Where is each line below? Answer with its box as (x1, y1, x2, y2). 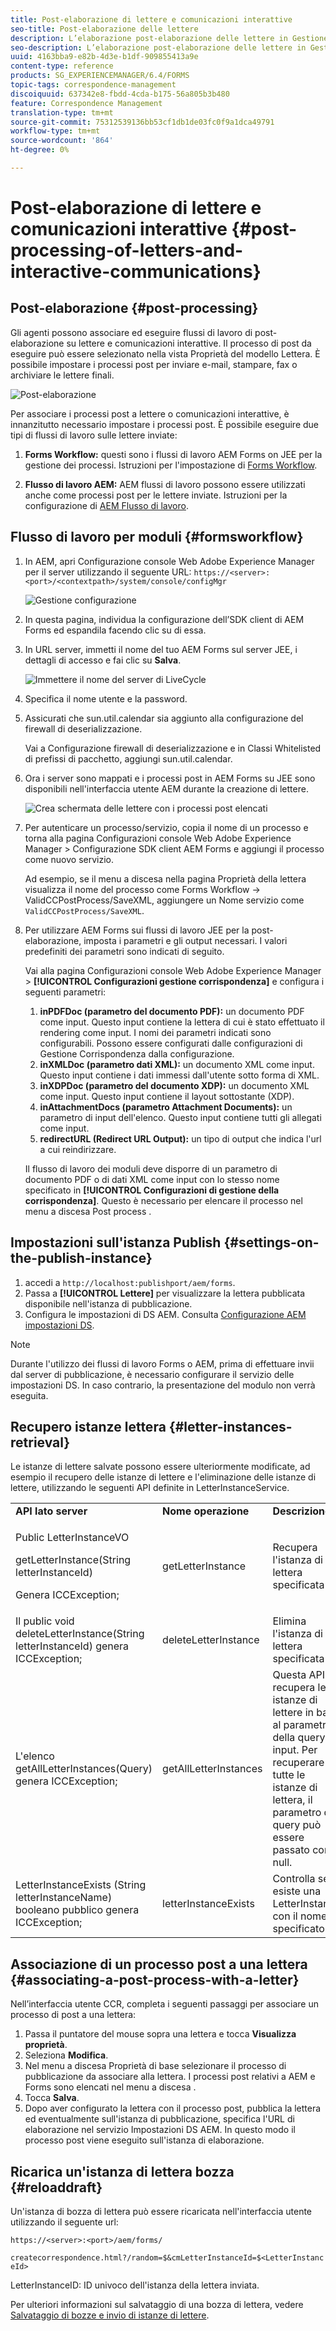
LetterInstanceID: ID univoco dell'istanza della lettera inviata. (10, 2279, 260, 2291)
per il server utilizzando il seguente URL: (24, 566, 192, 578)
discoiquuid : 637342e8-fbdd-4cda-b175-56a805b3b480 (10, 89, 230, 99)
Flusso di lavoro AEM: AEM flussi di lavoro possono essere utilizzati (24, 478, 306, 490)
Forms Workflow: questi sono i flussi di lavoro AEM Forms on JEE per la (24, 448, 323, 460)
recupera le (272, 1681, 327, 1695)
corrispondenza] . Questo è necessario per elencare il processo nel (24, 1194, 303, 1206)
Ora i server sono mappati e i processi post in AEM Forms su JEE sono (24, 772, 316, 784)
